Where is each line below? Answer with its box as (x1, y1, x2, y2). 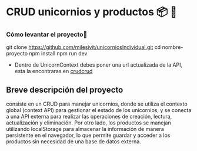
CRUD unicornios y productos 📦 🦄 (6, 5, 178, 19)
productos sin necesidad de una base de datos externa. (6, 138, 141, 145)
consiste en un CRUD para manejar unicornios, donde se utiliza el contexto (6, 100, 188, 107)
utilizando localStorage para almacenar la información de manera (6, 126, 165, 133)
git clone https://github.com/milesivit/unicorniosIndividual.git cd (6, 44, 161, 51)
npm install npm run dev (29, 50, 88, 57)
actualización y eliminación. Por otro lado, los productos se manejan (6, 119, 172, 126)
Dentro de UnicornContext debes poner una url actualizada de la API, (14, 61, 183, 68)
